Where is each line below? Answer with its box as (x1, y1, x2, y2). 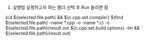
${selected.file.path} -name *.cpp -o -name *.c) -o (5, 19, 110, 25)
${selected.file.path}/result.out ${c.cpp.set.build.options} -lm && (5, 25, 140, 31)
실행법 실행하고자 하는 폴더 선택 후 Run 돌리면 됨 (12, 4, 109, 10)
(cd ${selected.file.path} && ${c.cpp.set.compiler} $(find (5, 14, 124, 20)
